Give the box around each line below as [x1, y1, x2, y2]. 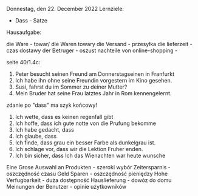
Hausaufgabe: [6, 29, 42, 36]
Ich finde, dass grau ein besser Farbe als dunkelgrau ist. [15, 139, 156, 146]
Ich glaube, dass [15, 133, 56, 140]
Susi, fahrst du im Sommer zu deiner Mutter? [15, 83, 128, 90]
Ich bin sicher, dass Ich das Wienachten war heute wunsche [15, 152, 166, 159]
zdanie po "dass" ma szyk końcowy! [6, 101, 97, 109]
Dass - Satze [15, 17, 47, 24]
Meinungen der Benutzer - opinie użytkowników [6, 183, 127, 190]
